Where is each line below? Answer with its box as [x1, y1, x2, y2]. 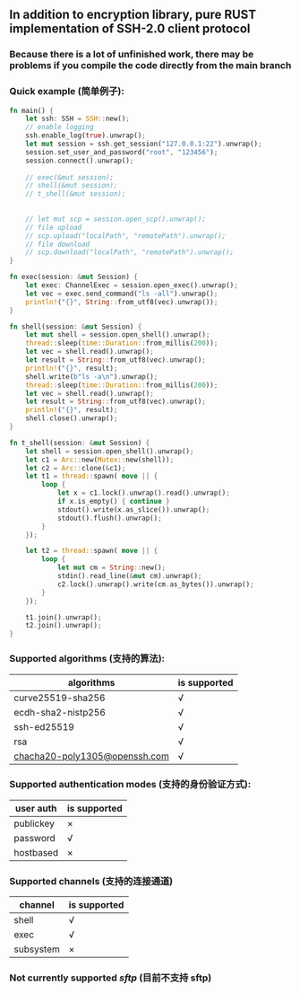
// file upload [25, 223, 82, 232]
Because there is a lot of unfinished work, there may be [9, 48, 254, 61]
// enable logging [25, 123, 94, 132]
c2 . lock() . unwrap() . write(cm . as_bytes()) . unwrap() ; [56, 579, 254, 589]
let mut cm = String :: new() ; [56, 563, 167, 573]
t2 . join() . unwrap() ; [25, 621, 102, 630]
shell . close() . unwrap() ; [25, 414, 118, 423]
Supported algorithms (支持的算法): [9, 653, 166, 665]
